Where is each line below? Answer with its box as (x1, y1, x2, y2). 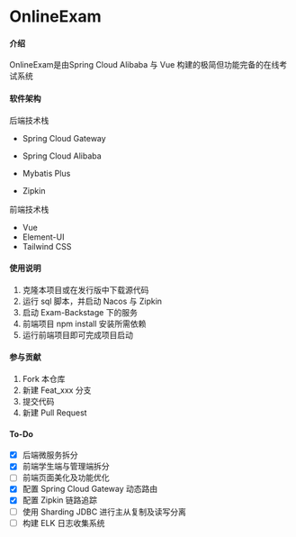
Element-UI (22, 232, 65, 242)
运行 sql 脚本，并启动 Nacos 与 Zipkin (22, 296, 163, 306)
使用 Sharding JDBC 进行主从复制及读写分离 (22, 506, 187, 517)
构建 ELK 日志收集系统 (22, 517, 105, 528)
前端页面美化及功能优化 (22, 472, 110, 483)
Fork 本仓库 (22, 374, 66, 384)
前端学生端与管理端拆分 (22, 461, 110, 472)
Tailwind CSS (22, 241, 72, 251)
